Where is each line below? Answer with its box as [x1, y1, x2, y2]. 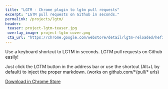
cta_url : [7, 35, 26, 40]
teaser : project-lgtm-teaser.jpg [7, 26, 77, 31]
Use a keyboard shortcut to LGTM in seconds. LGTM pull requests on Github [5, 48, 162, 55]
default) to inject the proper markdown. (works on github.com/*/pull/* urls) [5, 69, 159, 75]
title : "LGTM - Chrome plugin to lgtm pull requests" [5, 7, 120, 12]
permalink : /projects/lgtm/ [5, 16, 64, 21]
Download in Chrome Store [5, 78, 61, 85]
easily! [5, 54, 19, 60]
